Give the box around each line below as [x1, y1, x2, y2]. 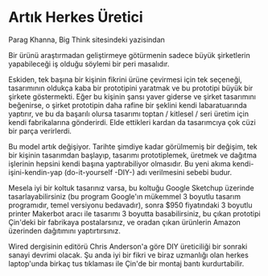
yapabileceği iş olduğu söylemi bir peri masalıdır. [8, 59, 170, 69]
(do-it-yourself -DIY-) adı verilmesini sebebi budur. [64, 167, 233, 177]
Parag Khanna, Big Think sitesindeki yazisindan [8, 35, 165, 44]
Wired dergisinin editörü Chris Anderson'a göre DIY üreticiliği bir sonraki [8, 241, 248, 251]
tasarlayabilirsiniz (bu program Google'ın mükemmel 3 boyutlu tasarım [8, 191, 241, 201]
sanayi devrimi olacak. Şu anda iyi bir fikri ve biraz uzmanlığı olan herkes [8, 250, 249, 260]
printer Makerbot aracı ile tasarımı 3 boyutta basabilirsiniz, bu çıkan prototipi [8, 208, 261, 218]
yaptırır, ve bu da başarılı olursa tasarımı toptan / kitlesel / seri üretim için [8, 109, 249, 119]
